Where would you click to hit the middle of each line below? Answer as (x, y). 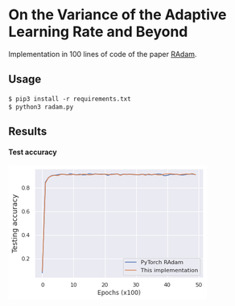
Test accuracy (33, 152)
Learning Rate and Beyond (98, 32)
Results (28, 131)
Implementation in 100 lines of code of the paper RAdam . (103, 54)
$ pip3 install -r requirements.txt (70, 99)
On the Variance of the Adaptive (117, 15)
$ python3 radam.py (41, 107)
